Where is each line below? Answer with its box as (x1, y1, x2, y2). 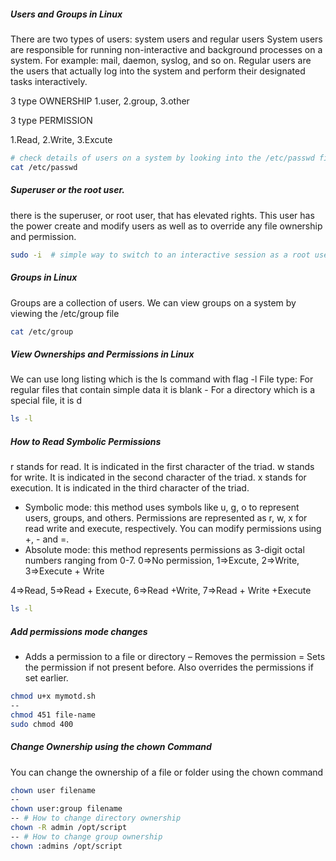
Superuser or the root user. (10, 184, 125, 196)
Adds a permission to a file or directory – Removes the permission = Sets (24, 651, 326, 663)
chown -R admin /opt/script (10, 823, 128, 833)
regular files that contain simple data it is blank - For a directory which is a (10, 384, 316, 396)
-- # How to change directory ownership (10, 813, 182, 824)
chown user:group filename (10, 804, 123, 814)
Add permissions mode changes (10, 625, 148, 637)
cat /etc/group (10, 326, 74, 337)
